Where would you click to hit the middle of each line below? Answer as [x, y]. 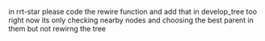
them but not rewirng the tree [57, 29]
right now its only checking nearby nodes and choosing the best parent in [131, 20]
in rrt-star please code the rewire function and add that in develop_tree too [132, 12]
